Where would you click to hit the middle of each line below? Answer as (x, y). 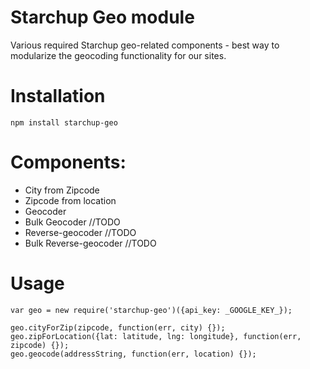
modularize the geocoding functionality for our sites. (118, 55)
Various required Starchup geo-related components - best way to (145, 45)
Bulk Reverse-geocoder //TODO (90, 243)
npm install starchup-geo (64, 122)
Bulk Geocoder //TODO (72, 222)
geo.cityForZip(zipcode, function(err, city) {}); (118, 327)
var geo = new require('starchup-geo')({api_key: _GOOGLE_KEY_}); (151, 310)
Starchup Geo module (102, 17)
